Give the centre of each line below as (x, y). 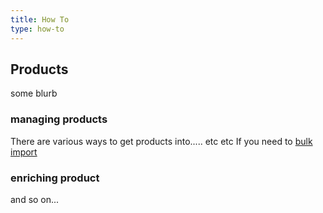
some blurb (34, 93)
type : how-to (37, 29)
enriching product (55, 178)
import (24, 152)
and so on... (35, 199)
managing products (59, 119)
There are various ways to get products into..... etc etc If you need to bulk (161, 141)
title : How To (40, 19)
